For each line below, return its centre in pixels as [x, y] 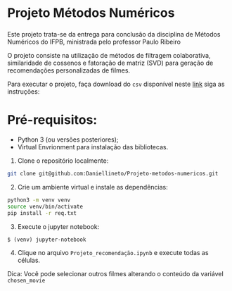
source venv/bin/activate [45, 206]
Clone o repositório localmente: [63, 161]
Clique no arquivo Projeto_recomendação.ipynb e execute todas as [113, 252]
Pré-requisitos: [52, 120]
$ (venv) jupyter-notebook [47, 240]
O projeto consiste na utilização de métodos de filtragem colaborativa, [109, 56]
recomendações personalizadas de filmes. [69, 70]
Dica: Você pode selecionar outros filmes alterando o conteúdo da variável [115, 273]
